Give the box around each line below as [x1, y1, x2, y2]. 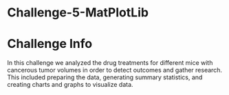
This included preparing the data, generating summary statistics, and [7, 73, 203, 81]
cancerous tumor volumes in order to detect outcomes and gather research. [7, 66, 222, 74]
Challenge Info [7, 36, 93, 52]
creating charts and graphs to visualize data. [7, 81, 133, 89]
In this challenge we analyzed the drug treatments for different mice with [7, 59, 213, 67]
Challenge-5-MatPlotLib [7, 5, 149, 21]
